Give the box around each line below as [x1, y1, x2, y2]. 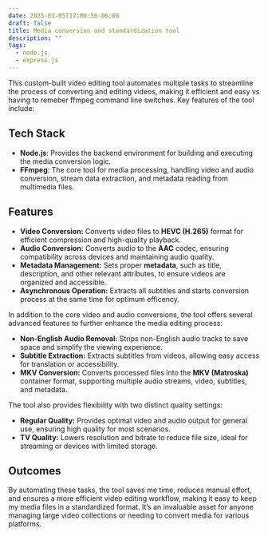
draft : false [8, 19, 52, 27]
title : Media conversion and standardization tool [8, 26, 180, 34]
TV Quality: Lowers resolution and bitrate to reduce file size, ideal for [19, 432, 249, 442]
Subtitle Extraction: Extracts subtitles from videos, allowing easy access [19, 351, 260, 360]
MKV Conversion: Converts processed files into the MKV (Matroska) [19, 367, 249, 377]
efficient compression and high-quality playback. [19, 235, 182, 244]
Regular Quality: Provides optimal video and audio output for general [19, 415, 248, 425]
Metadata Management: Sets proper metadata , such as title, [19, 260, 222, 270]
